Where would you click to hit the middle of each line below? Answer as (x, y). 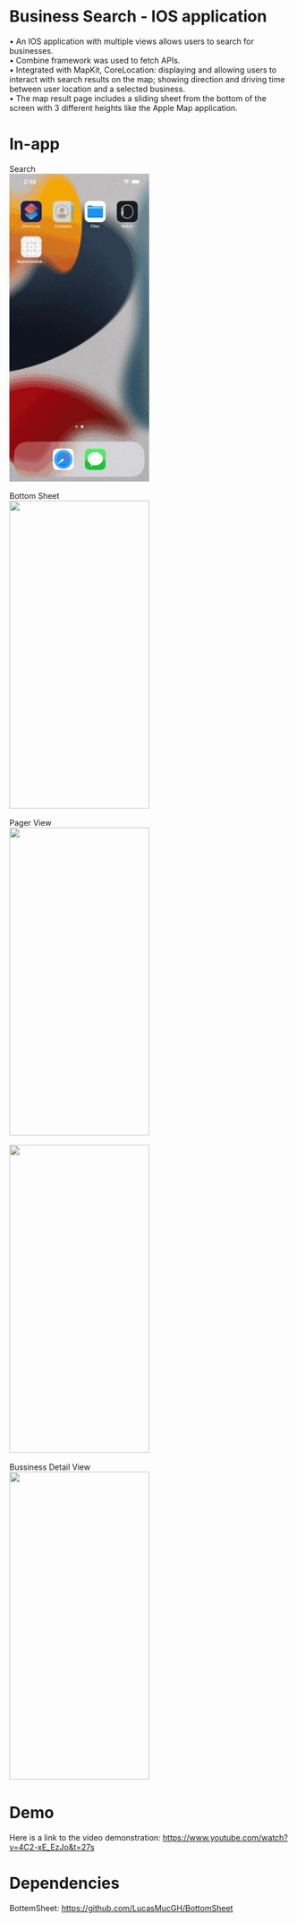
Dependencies (64, 1883)
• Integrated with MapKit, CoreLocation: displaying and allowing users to (143, 70)
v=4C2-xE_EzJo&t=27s (52, 1847)
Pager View (30, 822)
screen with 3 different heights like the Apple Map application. (124, 107)
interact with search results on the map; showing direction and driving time (147, 79)
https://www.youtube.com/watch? (225, 1837)
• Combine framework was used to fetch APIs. (95, 60)
